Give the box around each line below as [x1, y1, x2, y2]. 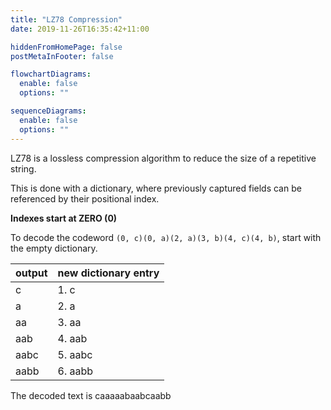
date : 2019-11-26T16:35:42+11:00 [10, 24, 150, 34]
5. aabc [57, 347, 93, 361]
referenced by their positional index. [10, 192, 160, 205]
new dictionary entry [57, 266, 160, 280]
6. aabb [57, 364, 94, 378]
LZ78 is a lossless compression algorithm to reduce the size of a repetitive [10, 152, 317, 164]
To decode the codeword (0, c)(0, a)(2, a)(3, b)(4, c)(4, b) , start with [10, 231, 322, 243]
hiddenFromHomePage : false [10, 42, 123, 52]
